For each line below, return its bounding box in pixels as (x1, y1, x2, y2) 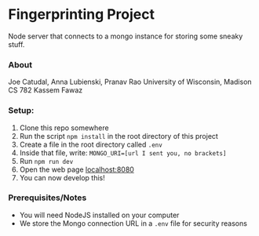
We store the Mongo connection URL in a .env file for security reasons (19, 218, 247, 228)
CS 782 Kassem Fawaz (8, 85, 83, 95)
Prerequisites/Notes (8, 192, 87, 203)
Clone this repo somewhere (19, 123, 109, 133)
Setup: (8, 105, 35, 116)
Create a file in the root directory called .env (19, 140, 162, 149)
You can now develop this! (19, 172, 106, 182)
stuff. (8, 39, 25, 49)
